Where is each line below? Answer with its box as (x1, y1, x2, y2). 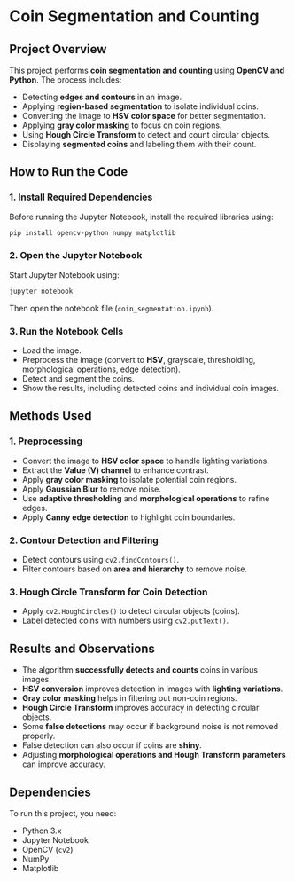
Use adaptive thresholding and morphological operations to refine (21, 492, 270, 503)
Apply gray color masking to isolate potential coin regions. (21, 474, 237, 484)
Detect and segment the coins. (21, 374, 135, 384)
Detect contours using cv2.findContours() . (21, 555, 180, 565)
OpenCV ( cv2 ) (21, 844, 74, 854)
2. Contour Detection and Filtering (9, 534, 159, 547)
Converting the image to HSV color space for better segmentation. (21, 111, 267, 121)
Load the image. (21, 345, 82, 356)
